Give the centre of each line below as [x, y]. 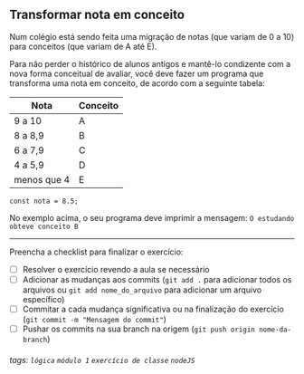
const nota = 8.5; [44, 201]
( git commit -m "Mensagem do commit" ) [95, 319]
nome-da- [275, 330]
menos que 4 [42, 179]
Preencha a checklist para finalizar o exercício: [96, 252]
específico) [43, 299]
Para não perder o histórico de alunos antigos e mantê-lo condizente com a [150, 63]
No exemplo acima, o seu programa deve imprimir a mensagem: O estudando [152, 217]
